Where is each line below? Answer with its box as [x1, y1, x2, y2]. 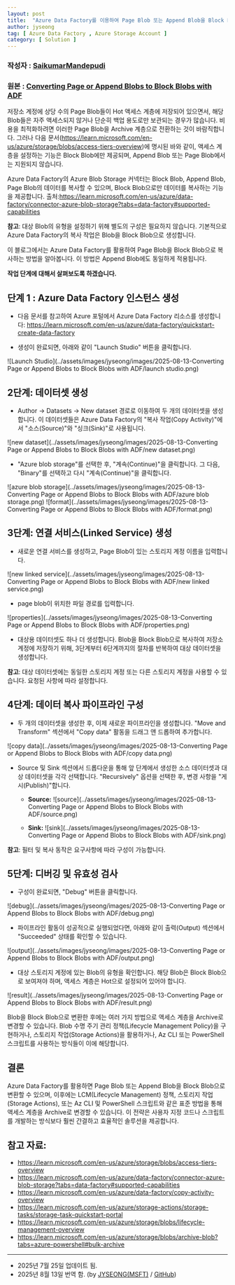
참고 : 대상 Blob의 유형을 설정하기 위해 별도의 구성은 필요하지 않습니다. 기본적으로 [7, 222, 227, 231]
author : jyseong [7, 23, 55, 30]
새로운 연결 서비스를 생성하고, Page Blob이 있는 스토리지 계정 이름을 [17, 547, 204, 555]
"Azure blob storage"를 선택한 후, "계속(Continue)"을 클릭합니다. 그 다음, [17, 460, 220, 468]
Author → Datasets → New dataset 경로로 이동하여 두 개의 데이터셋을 [17, 406, 211, 414]
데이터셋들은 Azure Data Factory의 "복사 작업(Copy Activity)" [45, 415, 218, 423]
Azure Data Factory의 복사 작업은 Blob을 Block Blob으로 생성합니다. [7, 231, 196, 239]
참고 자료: [7, 1139, 47, 1151]
